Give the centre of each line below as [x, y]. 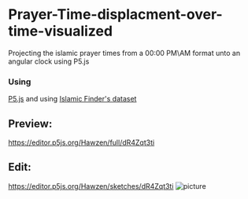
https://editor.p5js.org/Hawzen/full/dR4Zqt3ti [81, 142]
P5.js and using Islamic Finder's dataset [72, 99]
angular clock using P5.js [49, 61]
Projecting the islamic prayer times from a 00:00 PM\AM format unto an [124, 53]
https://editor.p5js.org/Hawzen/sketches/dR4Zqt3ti [91, 186]
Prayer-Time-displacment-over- [115, 15]
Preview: [30, 123]
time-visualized [60, 31]
